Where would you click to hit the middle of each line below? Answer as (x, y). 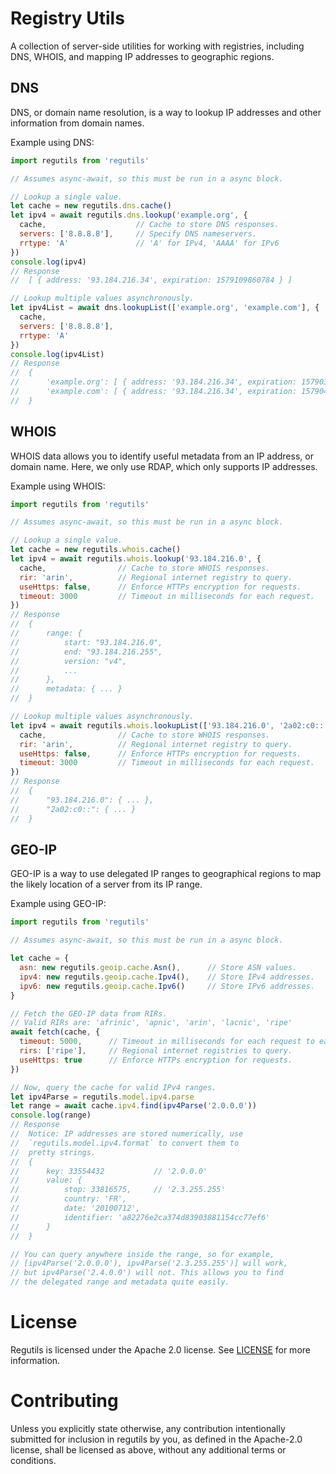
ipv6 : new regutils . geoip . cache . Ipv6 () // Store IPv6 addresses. (167, 986)
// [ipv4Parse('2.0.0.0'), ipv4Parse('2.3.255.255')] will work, (149, 1263)
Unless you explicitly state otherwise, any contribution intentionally (148, 1428)
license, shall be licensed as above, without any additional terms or (148, 1449)
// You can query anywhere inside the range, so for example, (142, 1254)
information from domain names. (77, 123)
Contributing (64, 1401)
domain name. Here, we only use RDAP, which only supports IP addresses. (164, 466)
